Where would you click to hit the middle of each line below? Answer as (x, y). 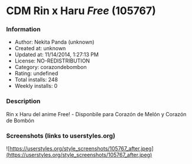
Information (23, 29)
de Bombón (20, 120)
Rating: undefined (36, 73)
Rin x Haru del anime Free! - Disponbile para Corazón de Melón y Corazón (96, 114)
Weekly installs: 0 (36, 86)
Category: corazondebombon (51, 67)
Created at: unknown (40, 48)
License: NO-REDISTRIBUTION (52, 61)
